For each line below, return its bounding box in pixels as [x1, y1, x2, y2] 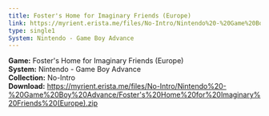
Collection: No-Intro [8, 73, 76, 82]
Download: [8, 82, 46, 91]
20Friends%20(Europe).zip [8, 98, 98, 108]
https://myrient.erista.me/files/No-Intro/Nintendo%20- [46, 82, 227, 91]
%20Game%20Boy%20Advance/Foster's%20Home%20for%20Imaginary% [8, 90, 261, 100]
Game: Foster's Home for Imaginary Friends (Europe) [8, 56, 184, 66]
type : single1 [8, 26, 56, 34]
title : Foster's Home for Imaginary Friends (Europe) [8, 11, 192, 20]
